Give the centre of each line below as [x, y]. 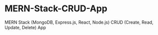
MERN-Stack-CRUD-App [56, 9]
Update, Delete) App [25, 27]
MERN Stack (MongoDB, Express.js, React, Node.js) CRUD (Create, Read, [79, 22]
